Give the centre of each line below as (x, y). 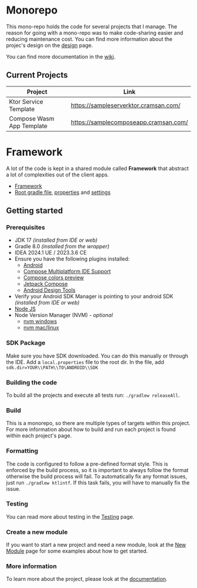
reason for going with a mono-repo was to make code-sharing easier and (95, 32)
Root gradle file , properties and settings (62, 192)
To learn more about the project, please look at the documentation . (87, 579)
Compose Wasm (32, 118)
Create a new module (37, 532)
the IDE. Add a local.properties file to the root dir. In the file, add (85, 362)
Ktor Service (26, 102)
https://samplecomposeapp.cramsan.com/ (129, 122)
